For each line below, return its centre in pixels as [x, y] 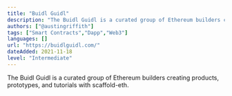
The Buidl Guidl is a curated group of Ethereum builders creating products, [113, 77]
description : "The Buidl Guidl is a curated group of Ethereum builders [114, 20]
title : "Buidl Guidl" [38, 13]
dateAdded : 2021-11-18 [40, 52]
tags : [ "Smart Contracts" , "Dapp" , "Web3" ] [68, 33]
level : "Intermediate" [40, 58]
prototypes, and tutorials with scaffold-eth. [68, 85]
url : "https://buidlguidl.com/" [54, 45]
